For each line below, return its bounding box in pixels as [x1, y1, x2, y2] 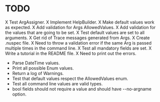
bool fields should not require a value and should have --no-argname [12, 86, 152, 92]
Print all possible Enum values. [12, 65, 74, 71]
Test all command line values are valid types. [12, 80, 103, 86]
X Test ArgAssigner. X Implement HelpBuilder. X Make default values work [5, 19, 155, 25]
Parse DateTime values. [12, 60, 60, 66]
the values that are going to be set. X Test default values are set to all [5, 29, 145, 35]
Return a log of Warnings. [12, 70, 64, 76]
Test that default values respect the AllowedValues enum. [12, 76, 129, 81]
